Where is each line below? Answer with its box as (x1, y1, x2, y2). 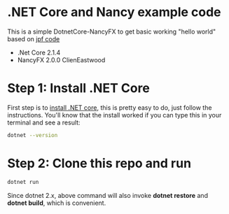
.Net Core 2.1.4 (17, 48, 61, 57)
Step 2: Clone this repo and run (7, 155, 191, 171)
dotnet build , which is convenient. (7, 199, 106, 207)
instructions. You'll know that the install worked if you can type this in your (7, 110, 222, 119)
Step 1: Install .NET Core (7, 80, 151, 97)
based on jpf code (7, 34, 60, 43)
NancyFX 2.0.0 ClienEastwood (17, 55, 106, 64)
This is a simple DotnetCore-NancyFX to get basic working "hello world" (7, 27, 216, 36)
